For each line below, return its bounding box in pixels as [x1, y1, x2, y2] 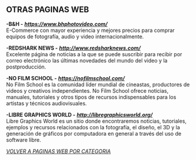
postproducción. [6, 63, 46, 70]
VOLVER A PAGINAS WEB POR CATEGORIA [6, 148, 111, 155]
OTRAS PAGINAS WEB [6, 5, 90, 15]
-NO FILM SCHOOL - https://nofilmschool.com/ [6, 74, 125, 81]
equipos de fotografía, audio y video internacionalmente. [6, 32, 144, 40]
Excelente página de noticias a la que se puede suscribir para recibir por [6, 50, 182, 58]
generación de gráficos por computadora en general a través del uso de [6, 130, 182, 137]
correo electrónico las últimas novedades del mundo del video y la [6, 57, 168, 64]
